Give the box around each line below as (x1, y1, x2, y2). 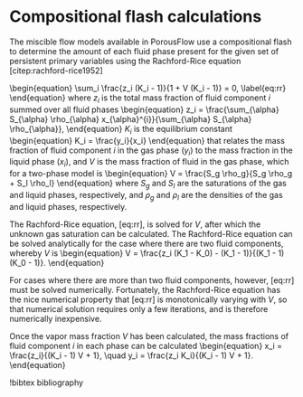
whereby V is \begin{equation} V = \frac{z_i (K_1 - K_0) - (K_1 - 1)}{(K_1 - (9, 247, 277, 259)
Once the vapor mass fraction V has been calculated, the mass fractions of (9, 330, 289, 341)
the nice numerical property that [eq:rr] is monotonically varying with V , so (9, 294, 288, 305)
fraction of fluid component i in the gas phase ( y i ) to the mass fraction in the (9, 145, 293, 157)
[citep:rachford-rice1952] (9, 65, 103, 76)
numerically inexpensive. (9, 313, 102, 324)
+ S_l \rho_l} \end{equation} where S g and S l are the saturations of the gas (9, 178, 287, 191)
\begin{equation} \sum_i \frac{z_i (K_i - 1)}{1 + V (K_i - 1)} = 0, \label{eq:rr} (9, 82, 287, 93)
